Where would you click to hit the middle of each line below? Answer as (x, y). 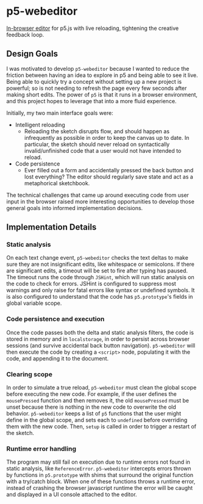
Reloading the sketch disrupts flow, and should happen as (97, 131)
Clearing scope (30, 374)
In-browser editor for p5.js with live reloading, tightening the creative (92, 28)
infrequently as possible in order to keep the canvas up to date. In (107, 137)
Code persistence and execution (55, 319)
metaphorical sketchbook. (57, 183)
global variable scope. (34, 303)
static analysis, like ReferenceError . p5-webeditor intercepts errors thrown (99, 469)
